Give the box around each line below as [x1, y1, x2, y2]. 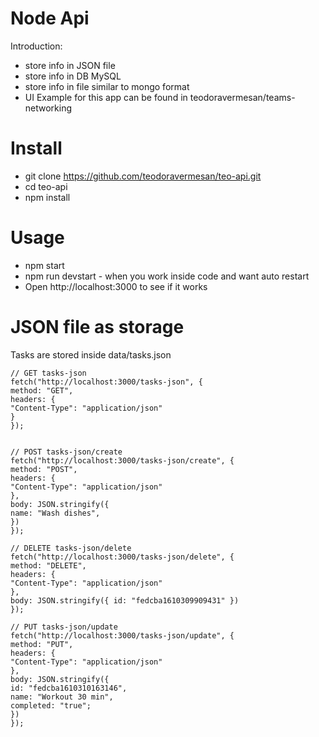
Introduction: [10, 40, 63, 52]
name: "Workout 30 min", [10, 692, 114, 702]
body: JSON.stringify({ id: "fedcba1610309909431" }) [10, 595, 240, 606]
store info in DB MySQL [24, 70, 122, 82]
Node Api [10, 7, 90, 30]
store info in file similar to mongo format [24, 80, 190, 92]
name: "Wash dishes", [10, 508, 101, 518]
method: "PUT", [10, 639, 74, 649]
